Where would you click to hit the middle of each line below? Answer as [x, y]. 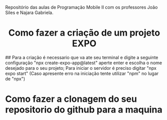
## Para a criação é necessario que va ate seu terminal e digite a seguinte [82, 57]
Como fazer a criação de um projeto [84, 33]
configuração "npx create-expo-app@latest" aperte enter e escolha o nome [83, 63]
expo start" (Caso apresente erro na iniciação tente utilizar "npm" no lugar [82, 73]
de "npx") [15, 79]
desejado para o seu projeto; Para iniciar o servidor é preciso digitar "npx [81, 68]
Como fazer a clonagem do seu [71, 99]
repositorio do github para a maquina [84, 110]
